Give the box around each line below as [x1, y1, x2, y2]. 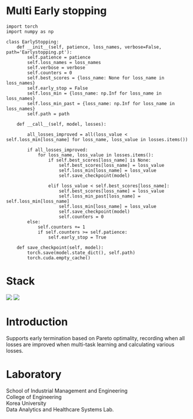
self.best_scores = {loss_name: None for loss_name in [27, 75, 165, 81]
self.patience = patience [27, 54, 91, 60]
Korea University [6, 400, 46, 407]
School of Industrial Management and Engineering [6, 387, 128, 394]
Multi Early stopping [6, 4, 107, 18]
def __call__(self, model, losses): [16, 121, 107, 127]
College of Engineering [6, 393, 62, 400]
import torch [6, 24, 38, 29]
